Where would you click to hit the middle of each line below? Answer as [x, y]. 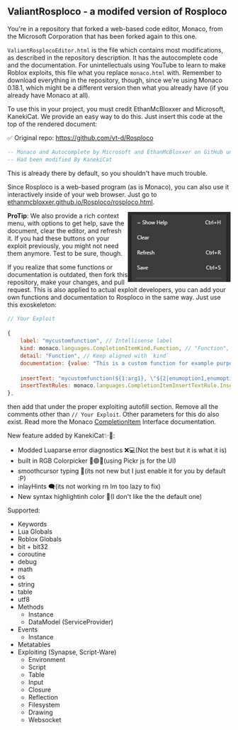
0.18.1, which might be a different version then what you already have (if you [118, 87]
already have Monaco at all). [49, 95]
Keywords [32, 524]
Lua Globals [35, 532]
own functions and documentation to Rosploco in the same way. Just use [114, 297]
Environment [47, 660]
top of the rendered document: [52, 124]
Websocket [45, 720]
